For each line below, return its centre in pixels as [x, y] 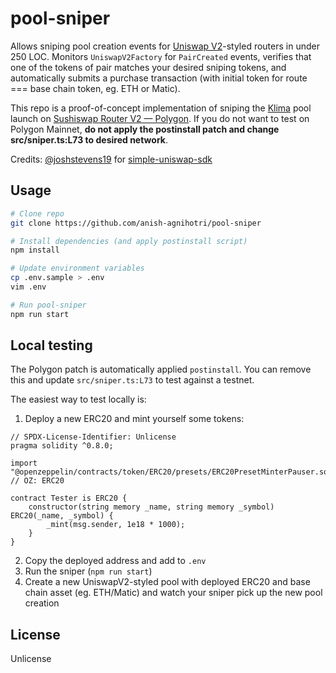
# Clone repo [37, 213]
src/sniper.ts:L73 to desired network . [89, 139]
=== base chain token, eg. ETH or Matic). [95, 88]
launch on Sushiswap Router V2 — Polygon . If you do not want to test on [160, 118]
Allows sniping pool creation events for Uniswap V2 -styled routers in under [165, 46]
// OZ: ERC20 [37, 481]
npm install [35, 250]
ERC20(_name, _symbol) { [62, 516]
